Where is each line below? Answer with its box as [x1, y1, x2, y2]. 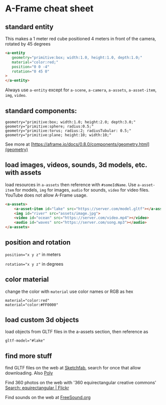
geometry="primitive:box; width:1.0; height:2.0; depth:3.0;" [5, 120, 136, 124]
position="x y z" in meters [5, 251, 61, 257]
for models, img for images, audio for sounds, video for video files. [15, 187, 150, 193]
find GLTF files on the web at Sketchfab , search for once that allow [5, 365, 141, 371]
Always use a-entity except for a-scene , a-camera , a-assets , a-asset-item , [5, 87, 157, 93]
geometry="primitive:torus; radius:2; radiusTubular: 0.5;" [5, 128, 132, 133]
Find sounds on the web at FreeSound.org [5, 395, 91, 401]
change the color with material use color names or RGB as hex [5, 288, 133, 294]
